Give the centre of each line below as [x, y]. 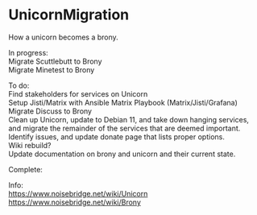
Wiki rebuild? [30, 145]
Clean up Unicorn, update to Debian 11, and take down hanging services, [129, 119]
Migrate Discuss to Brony [50, 111]
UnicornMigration [69, 15]
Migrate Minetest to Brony [52, 69]
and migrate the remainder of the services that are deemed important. [124, 128]
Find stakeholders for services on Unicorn [78, 93]
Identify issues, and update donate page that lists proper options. [117, 136]
